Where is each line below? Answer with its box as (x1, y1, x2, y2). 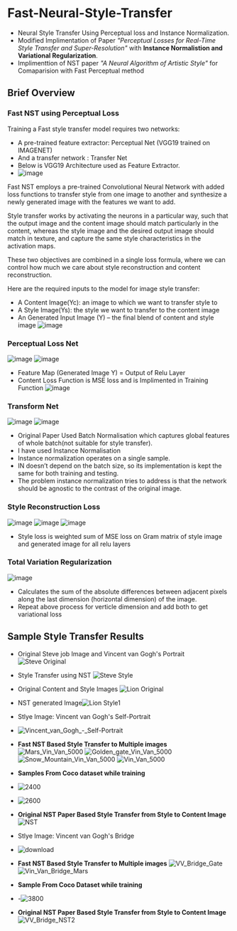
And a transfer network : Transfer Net (17, 153, 128, 162)
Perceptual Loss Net (7, 338, 79, 348)
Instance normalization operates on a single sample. (17, 454, 170, 463)
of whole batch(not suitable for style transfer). (17, 439, 153, 448)
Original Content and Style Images (17, 685, 118, 693)
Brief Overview (7, 87, 76, 99)
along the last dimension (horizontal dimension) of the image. (17, 594, 197, 603)
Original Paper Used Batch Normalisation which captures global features (17, 431, 230, 440)
